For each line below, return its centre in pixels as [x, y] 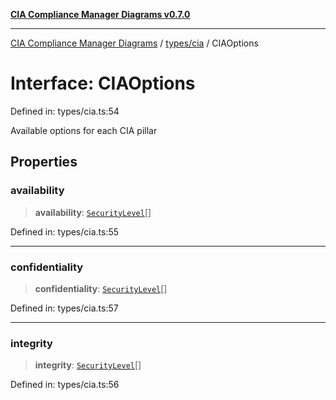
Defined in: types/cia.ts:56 [65, 385]
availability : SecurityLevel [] [93, 212]
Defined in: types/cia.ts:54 [65, 111]
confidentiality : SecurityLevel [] [101, 288]
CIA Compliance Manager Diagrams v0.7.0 [100, 14]
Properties [44, 162]
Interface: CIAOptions [103, 83]
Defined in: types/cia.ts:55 [65, 231]
